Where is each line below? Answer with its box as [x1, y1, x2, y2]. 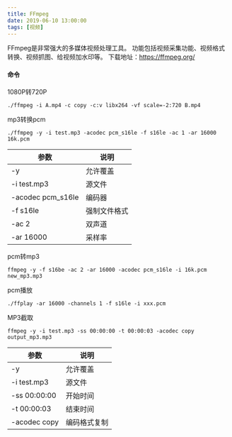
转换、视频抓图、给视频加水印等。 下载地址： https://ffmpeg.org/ [7, 52, 195, 61]
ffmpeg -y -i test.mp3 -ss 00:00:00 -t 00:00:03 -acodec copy [7, 327, 195, 334]
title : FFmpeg [7, 10, 50, 18]
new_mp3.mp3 [7, 272, 42, 280]
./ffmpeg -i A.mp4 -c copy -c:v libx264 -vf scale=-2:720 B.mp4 [7, 101, 201, 109]
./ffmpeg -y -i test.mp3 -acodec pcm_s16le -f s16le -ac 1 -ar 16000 [7, 129, 217, 136]
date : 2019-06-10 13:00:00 [7, 17, 87, 24]
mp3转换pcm [7, 115, 46, 123]
